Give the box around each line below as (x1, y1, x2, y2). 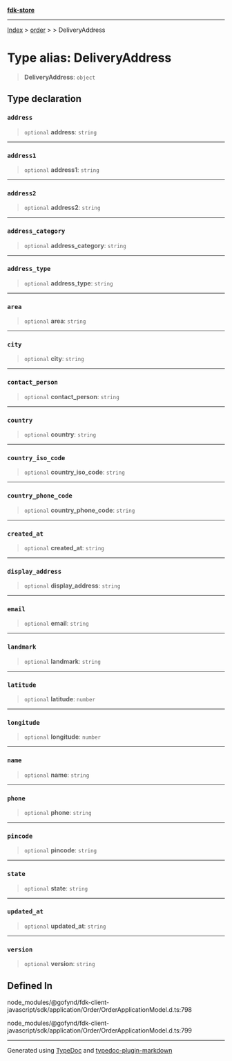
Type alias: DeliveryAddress (7, 50, 172, 66)
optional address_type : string (23, 279, 113, 287)
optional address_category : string (23, 241, 126, 249)
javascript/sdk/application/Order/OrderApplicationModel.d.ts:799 (7, 1026, 192, 1035)
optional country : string (23, 430, 97, 439)
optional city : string (23, 355, 84, 363)
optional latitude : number (23, 695, 95, 703)
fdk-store (7, 6, 35, 14)
